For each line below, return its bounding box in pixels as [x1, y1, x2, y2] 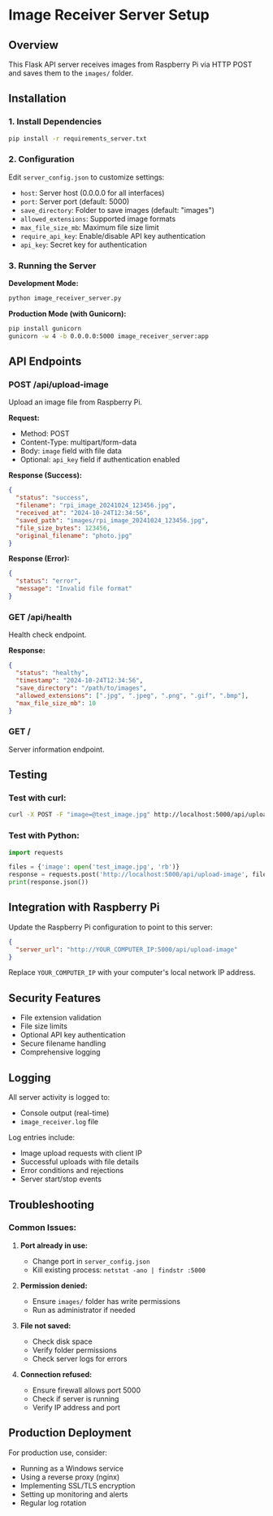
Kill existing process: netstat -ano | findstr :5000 [32, 1265, 206, 1275]
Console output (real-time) [19, 1108, 110, 1118]
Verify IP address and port [32, 1402, 120, 1412]
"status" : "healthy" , [15, 669, 89, 678]
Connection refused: [19, 1369, 92, 1379]
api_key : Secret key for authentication [19, 240, 148, 249]
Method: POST [19, 429, 70, 439]
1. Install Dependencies [8, 116, 102, 128]
